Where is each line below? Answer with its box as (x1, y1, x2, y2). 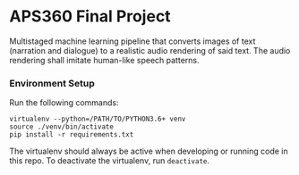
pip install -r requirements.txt (9, 130, 134, 139)
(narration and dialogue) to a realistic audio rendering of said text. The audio (9, 45, 291, 55)
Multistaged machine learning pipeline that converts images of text (9, 36, 256, 46)
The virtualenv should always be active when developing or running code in (9, 146, 288, 157)
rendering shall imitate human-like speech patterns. (9, 54, 200, 65)
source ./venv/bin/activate (9, 122, 115, 131)
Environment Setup (9, 77, 96, 89)
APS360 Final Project (9, 6, 172, 27)
